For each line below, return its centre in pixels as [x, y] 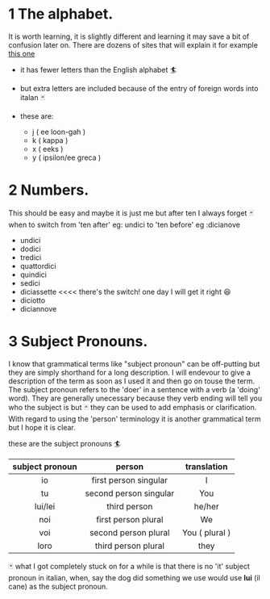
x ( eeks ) [48, 149]
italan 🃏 [33, 97]
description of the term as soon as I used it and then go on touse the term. [132, 381]
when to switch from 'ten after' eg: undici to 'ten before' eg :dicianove [124, 224]
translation [206, 467]
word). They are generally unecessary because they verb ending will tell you [135, 398]
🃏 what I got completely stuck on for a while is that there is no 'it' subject [129, 566]
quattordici [38, 266]
